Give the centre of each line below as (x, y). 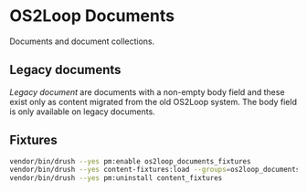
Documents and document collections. (82, 41)
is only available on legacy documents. (82, 112)
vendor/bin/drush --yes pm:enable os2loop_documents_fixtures (130, 161)
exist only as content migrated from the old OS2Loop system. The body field (153, 101)
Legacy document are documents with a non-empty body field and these (147, 91)
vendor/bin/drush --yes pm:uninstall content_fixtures (116, 178)
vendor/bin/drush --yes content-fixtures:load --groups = (120, 170)
